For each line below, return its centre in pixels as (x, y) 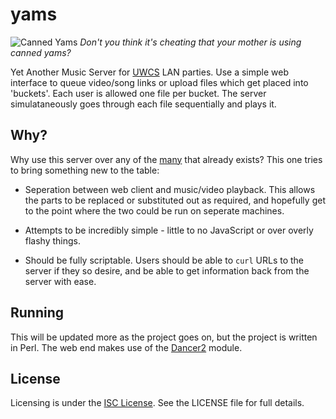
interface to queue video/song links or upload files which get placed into (159, 82)
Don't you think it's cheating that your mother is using (190, 42)
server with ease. (60, 281)
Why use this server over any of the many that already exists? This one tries (166, 159)
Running (37, 313)
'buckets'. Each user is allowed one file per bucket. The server (138, 93)
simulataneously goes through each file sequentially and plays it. (143, 104)
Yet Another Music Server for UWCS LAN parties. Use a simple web (150, 72)
